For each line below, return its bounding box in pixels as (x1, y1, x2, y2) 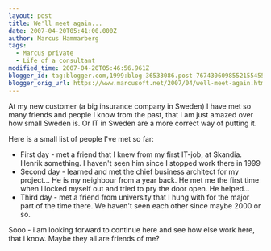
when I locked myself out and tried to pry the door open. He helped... (19, 183, 250, 193)
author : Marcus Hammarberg (8, 34, 99, 43)
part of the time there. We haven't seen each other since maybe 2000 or (19, 200, 261, 210)
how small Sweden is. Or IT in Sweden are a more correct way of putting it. (8, 118, 257, 128)
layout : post (8, 11, 52, 20)
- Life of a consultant (15, 57, 95, 65)
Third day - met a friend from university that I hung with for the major (19, 192, 250, 202)
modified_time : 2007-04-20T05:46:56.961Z (8, 64, 150, 72)
